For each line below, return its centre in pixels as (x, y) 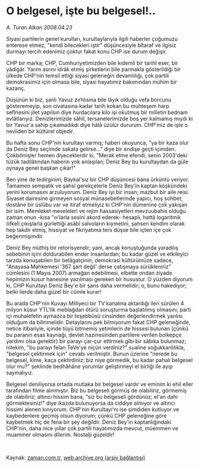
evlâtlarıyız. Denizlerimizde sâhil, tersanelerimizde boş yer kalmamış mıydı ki (99, 118)
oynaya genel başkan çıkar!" (41, 168)
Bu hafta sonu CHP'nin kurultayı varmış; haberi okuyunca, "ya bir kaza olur (97, 142)
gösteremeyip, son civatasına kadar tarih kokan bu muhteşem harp (88, 106)
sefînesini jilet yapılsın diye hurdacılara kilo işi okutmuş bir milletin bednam (97, 112)
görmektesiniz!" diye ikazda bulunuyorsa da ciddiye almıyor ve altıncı (91, 403)
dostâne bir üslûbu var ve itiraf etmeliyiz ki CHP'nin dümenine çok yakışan (97, 204)
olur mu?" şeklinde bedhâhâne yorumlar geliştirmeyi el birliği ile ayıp (90, 366)
